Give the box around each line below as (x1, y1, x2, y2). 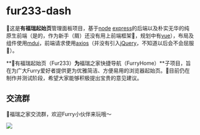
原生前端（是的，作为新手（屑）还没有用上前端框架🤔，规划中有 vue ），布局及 (6, 32, 194, 39)
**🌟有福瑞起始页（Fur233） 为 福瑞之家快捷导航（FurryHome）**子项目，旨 (6, 59, 191, 67)
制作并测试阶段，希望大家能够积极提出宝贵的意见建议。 (6, 74, 142, 81)
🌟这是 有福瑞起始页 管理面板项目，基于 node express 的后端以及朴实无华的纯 (6, 24, 190, 32)
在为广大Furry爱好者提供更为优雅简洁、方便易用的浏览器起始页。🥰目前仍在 (6, 67, 190, 74)
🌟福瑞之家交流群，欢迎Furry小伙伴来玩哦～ (6, 110, 112, 117)
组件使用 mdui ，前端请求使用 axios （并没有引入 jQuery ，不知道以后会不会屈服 (6, 39, 195, 46)
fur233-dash (6, 4, 72, 18)
